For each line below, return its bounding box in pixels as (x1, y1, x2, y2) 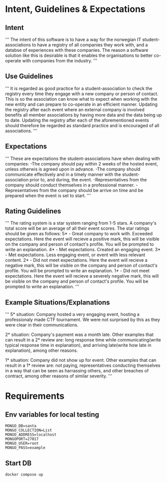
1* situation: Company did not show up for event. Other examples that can (5, 357, 157, 363)
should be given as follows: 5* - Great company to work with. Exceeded (5, 231, 153, 237)
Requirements (5, 390, 65, 402)
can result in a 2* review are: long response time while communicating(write (5, 337, 162, 343)
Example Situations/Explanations (5, 298, 110, 307)
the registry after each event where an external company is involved (5, 106, 145, 113)
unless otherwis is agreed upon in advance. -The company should (5, 166, 141, 172)
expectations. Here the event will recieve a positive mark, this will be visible (5, 236, 160, 242)
